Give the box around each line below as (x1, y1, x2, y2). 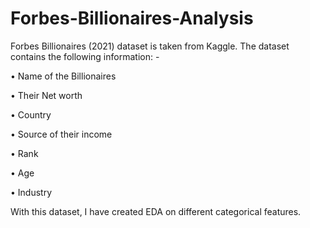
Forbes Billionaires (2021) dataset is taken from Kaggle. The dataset (10, 40, 290, 52)
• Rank (10, 147, 39, 159)
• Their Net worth (10, 89, 83, 101)
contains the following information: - (10, 50, 160, 62)
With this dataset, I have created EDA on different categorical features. (10, 205, 302, 217)
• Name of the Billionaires (10, 70, 117, 82)
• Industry (10, 186, 53, 198)
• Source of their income (10, 128, 113, 140)
